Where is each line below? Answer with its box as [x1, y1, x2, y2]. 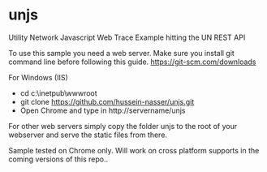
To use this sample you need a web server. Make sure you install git [8, 48, 235, 58]
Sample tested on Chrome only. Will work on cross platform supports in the [8, 145, 260, 155]
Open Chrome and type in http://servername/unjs [19, 105, 186, 115]
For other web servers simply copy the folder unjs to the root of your [8, 121, 238, 131]
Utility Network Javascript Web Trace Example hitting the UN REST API [8, 32, 246, 42]
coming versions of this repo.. [8, 154, 108, 164]
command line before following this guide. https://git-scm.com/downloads [8, 57, 256, 67]
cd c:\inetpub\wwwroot [19, 88, 97, 98]
